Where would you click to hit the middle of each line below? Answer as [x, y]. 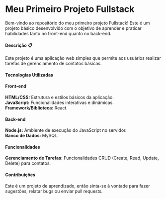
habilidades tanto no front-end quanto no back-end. [58, 33]
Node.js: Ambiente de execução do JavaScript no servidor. [66, 130]
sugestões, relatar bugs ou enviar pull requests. [54, 191]
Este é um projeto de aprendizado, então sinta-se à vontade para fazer [78, 186]
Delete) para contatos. [28, 163]
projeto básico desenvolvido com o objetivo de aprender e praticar [73, 28]
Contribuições [20, 175]
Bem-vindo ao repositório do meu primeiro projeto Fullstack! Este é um [78, 23]
